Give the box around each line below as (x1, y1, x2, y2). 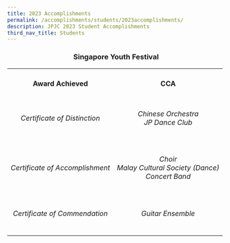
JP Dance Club (144, 117, 193, 127)
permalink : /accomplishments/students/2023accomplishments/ (7, 17, 184, 23)
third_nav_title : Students (7, 29, 85, 37)
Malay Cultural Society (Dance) (116, 163, 220, 173)
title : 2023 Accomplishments (7, 10, 91, 17)
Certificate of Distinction (20, 113, 100, 123)
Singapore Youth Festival (73, 52, 159, 62)
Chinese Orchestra (137, 108, 199, 118)
